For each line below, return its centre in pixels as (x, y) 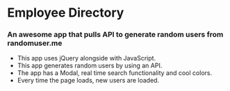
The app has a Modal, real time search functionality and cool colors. (115, 73)
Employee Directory (66, 13)
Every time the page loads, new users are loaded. (88, 81)
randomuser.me (35, 43)
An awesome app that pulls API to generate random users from (115, 35)
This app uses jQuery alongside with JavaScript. (87, 58)
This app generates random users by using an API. (90, 66)
